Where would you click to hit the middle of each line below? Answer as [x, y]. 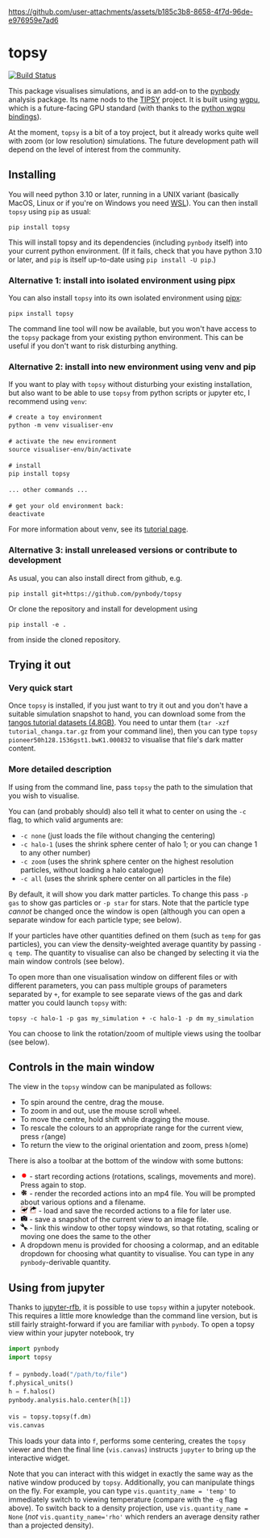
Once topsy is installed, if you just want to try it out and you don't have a [128, 705]
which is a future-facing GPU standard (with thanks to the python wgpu [127, 107]
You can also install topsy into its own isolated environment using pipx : [125, 298]
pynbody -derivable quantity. [65, 1263]
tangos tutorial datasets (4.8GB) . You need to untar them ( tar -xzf [119, 723]
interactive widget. [39, 1458]
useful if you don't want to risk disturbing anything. [93, 346]
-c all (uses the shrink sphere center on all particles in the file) [125, 878]
